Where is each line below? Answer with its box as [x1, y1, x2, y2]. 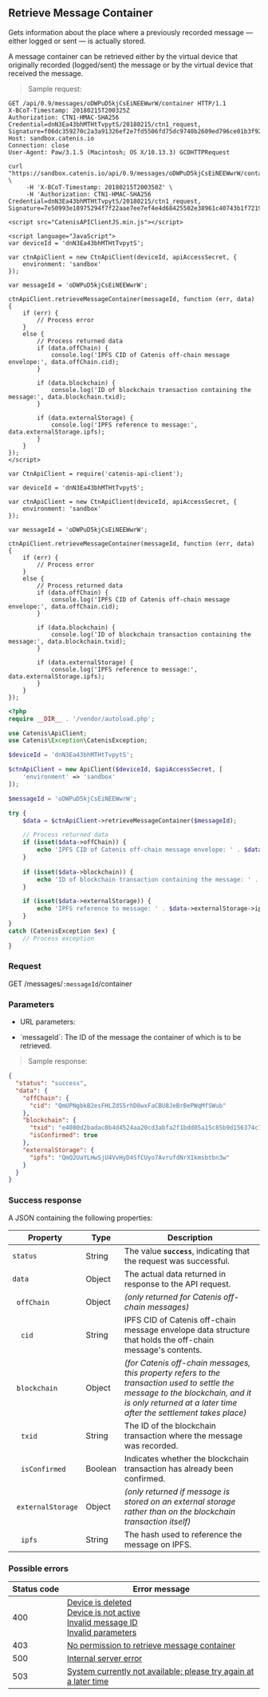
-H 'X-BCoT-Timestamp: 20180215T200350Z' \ [26, 183, 173, 191]
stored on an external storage [124, 1496, 236, 1507]
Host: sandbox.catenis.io [8, 134, 94, 142]
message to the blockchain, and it [124, 1387, 252, 1398]
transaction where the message [124, 1429, 243, 1441]
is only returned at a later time [124, 1397, 238, 1408]
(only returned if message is [124, 1485, 230, 1497]
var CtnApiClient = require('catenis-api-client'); [8, 470, 183, 478]
